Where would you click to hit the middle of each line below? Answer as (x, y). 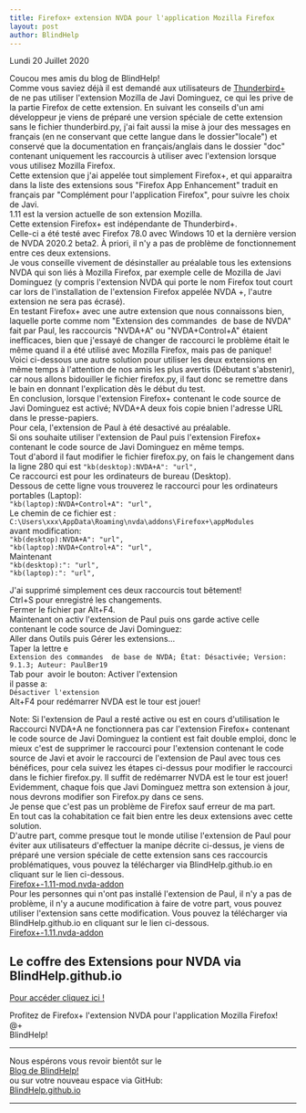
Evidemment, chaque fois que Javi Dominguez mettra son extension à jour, (150, 787)
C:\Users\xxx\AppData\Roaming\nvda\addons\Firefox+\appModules (132, 522)
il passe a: (29, 684)
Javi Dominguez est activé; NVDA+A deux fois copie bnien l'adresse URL (146, 408)
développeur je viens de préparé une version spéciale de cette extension (146, 117)
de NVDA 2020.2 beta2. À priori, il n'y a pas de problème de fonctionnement (153, 244)
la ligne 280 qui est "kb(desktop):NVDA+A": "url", (103, 467)
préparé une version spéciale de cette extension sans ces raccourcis (139, 856)
